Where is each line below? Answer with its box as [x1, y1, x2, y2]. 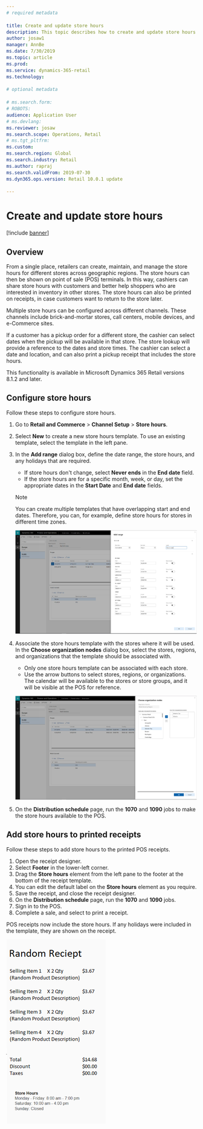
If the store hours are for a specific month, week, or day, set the [24, 475, 183, 482]
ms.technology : [6, 73, 45, 80]
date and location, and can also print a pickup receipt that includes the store [6, 351, 196, 358]
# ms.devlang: [6, 118, 42, 124]
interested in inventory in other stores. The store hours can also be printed [6, 288, 192, 296]
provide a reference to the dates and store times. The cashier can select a [6, 344, 190, 351]
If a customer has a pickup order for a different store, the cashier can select [6, 331, 195, 339]
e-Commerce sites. [6, 320, 54, 327]
